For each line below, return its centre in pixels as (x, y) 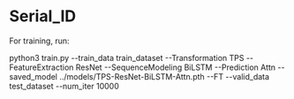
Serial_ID (43, 16)
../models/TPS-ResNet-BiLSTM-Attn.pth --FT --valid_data (164, 76)
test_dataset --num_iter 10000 (64, 86)
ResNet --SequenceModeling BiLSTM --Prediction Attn (176, 67)
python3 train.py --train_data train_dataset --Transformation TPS (127, 57)
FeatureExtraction (41, 67)
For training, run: (39, 41)
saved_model (34, 76)
